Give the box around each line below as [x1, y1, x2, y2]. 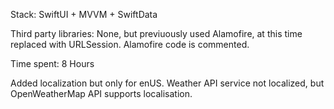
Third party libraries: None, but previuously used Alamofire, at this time [10, 28, 303, 39]
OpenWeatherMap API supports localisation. [10, 88, 193, 99]
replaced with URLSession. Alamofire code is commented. [10, 39, 250, 50]
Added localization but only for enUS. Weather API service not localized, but [10, 77, 325, 89]
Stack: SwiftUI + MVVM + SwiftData [10, 9, 158, 20]
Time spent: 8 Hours [10, 58, 95, 69]
